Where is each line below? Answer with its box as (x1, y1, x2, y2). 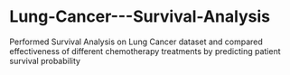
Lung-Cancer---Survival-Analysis (9, 6, 271, 27)
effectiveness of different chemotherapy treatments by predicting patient (9, 45, 281, 56)
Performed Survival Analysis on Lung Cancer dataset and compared (9, 36, 264, 47)
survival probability (9, 55, 81, 66)
